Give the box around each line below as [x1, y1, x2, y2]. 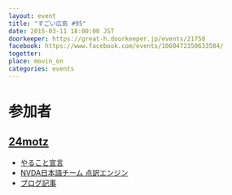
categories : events [8, 65, 75, 73]
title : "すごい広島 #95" [8, 19, 87, 28]
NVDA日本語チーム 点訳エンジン [20, 167, 129, 177]
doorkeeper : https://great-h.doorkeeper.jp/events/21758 [8, 34, 206, 43]
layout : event [8, 11, 57, 20]
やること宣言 [20, 158, 63, 167]
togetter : [8, 50, 42, 58]
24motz [8, 135, 49, 149]
